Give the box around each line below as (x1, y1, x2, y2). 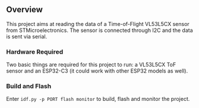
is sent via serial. (6, 32, 48, 40)
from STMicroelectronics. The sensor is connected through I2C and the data (6, 27, 193, 34)
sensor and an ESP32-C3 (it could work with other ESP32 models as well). (6, 67, 188, 74)
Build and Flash (6, 82, 52, 90)
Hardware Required (6, 47, 64, 55)
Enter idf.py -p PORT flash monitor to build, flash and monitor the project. (6, 96, 190, 103)
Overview (6, 5, 43, 15)
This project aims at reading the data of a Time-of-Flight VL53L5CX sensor (6, 20, 190, 27)
